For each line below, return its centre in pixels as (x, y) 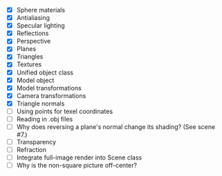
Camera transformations (51, 95)
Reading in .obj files (45, 119)
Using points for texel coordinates (65, 111)
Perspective (34, 41)
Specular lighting (40, 26)
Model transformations (49, 88)
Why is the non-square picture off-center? (77, 166)
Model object (35, 80)
